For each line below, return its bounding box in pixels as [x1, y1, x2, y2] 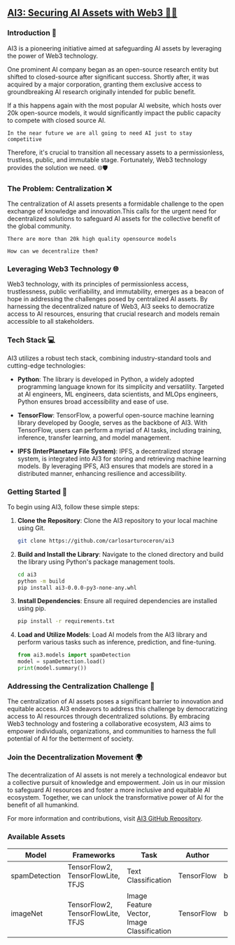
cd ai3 [17, 571, 37, 578]
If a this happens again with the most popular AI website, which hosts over [7, 101, 222, 110]
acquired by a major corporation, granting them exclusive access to [7, 80, 202, 88]
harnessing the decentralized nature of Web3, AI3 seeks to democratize [7, 303, 215, 311]
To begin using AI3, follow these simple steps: [7, 503, 140, 511]
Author [185, 850, 210, 860]
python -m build [17, 577, 65, 585]
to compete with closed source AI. [7, 116, 106, 124]
